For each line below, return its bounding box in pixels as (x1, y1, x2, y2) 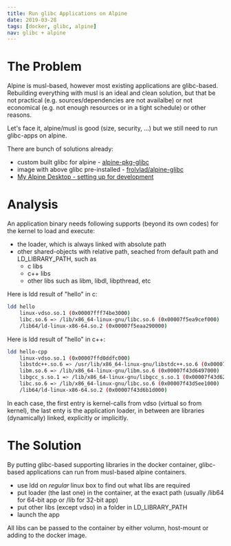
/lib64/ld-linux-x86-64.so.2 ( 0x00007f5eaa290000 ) (19, 323, 168, 329)
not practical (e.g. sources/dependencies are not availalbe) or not (7, 96, 193, 105)
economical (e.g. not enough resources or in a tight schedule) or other (7, 104, 206, 112)
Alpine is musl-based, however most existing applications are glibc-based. (7, 82, 219, 90)
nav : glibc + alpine (7, 29, 67, 36)
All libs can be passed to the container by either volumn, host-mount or (7, 523, 209, 532)
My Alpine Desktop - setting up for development (16, 173, 154, 181)
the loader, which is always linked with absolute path (16, 240, 166, 248)
